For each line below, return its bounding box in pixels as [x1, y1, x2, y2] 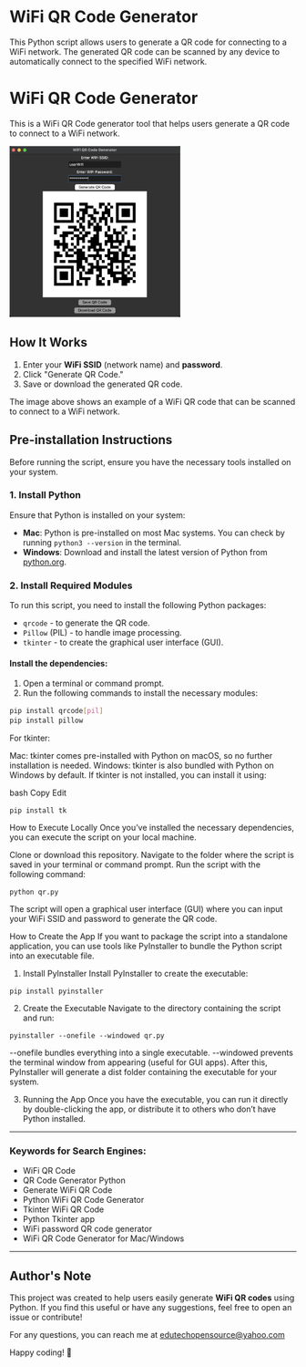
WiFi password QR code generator [22, 1224, 153, 1235]
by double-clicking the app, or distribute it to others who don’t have [22, 1103, 276, 1114]
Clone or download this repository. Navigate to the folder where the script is [9, 850, 294, 861]
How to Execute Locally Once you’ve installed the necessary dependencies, [9, 823, 294, 834]
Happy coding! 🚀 [9, 1347, 73, 1358]
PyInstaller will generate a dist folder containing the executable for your [9, 1067, 278, 1078]
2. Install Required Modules [9, 579, 133, 592]
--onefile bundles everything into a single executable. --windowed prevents [9, 1047, 294, 1059]
